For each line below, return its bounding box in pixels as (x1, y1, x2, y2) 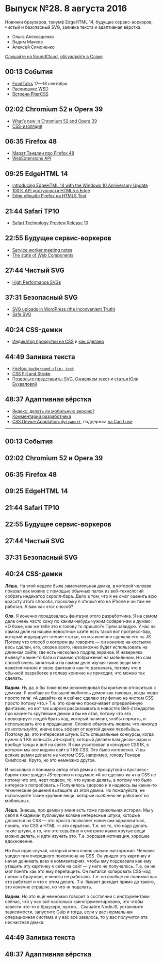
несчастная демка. (5, 919, 45, 925)
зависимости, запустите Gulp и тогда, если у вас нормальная (5, 909, 133, 915)
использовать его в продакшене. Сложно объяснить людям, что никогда (5, 721, 158, 727)
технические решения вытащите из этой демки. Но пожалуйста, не (5, 787, 145, 793)
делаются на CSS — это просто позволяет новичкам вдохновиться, (5, 817, 146, 823)
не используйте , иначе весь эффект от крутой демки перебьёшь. (5, 726, 141, 732)
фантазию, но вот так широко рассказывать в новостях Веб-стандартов (5, 705, 155, 711)
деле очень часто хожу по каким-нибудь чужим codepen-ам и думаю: (5, 618, 152, 624)
